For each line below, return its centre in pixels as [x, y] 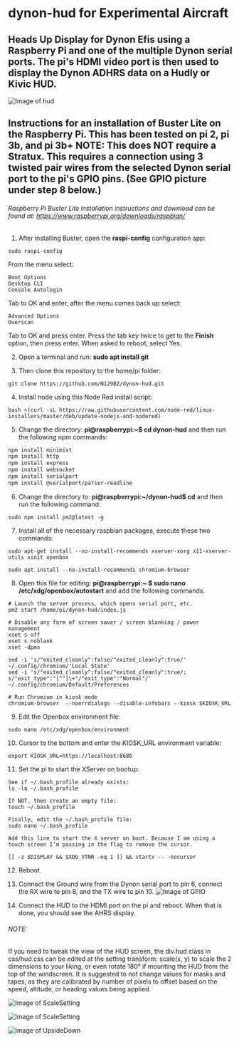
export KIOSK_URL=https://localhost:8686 [70, 756]
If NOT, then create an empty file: [62, 801]
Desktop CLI [26, 283]
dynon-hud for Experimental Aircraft [118, 13]
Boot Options [27, 277]
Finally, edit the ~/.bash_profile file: [70, 819]
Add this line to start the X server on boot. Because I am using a [112, 838]
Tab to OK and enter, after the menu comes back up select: [95, 303]
